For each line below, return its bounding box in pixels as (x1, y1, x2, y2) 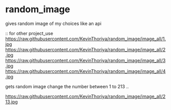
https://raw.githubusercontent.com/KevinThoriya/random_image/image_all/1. (5, 36, 166, 42)
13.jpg (5, 98, 18, 105)
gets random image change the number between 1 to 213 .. (5, 83, 129, 90)
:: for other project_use (5, 30, 54, 36)
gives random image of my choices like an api (5, 20, 102, 26)
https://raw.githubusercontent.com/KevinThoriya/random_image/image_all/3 (5, 57, 166, 63)
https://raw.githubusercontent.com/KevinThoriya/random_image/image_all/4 (5, 68, 166, 74)
